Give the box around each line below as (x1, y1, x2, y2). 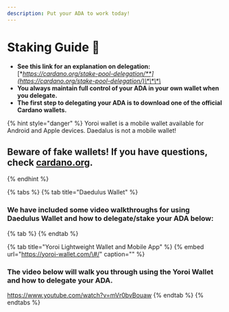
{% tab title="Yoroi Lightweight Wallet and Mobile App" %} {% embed (7, 242, 204, 250)
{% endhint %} (7, 175, 49, 183)
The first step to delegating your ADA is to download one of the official (16, 99, 222, 107)
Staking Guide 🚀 (7, 39, 100, 55)
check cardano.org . (7, 157, 93, 168)
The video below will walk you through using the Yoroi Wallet (7, 267, 214, 276)
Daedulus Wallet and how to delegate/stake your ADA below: (7, 213, 214, 223)
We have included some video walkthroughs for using (7, 205, 190, 215)
